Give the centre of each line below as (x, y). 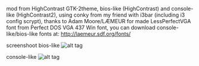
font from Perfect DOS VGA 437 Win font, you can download (81, 27)
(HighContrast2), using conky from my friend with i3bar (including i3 (100, 15)
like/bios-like (22, 34)
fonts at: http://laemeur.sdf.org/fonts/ (85, 34)
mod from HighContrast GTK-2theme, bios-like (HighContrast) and (88, 9)
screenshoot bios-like (33, 45)
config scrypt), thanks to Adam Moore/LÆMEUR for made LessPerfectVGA (99, 21)
